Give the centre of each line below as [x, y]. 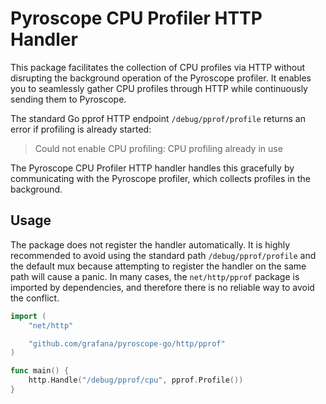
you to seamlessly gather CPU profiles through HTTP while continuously [159, 88]
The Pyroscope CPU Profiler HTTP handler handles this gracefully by [152, 168]
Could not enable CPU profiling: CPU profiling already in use [158, 148]
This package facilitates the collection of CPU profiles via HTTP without [158, 67]
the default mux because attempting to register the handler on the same [158, 266]
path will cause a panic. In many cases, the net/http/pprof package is [155, 276]
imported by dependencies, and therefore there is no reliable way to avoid [162, 287]
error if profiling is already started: [81, 129]
